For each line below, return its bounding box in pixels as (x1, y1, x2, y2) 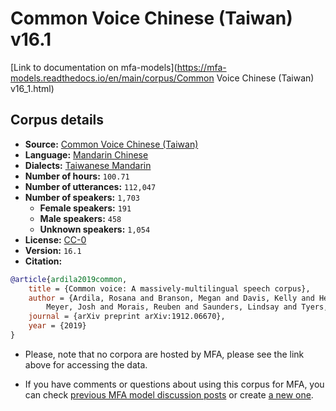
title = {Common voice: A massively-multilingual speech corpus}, (28, 283, 311, 294)
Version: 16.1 (24, 244, 82, 256)
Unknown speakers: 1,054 (39, 223, 151, 235)
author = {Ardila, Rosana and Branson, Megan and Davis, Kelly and (28, 293, 315, 303)
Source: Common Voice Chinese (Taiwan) (24, 138, 199, 150)
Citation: (24, 255, 63, 267)
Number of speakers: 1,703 (24, 191, 140, 203)
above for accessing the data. (24, 358, 148, 371)
